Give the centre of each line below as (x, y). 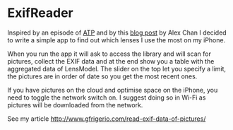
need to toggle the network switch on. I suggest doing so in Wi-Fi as (107, 97)
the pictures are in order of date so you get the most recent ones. (102, 76)
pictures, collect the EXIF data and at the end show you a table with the (111, 61)
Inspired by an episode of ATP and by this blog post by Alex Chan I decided (117, 32)
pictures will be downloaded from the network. (75, 105)
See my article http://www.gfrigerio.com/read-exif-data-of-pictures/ (107, 119)
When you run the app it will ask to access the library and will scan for (109, 54)
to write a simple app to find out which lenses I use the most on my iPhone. (116, 40)
